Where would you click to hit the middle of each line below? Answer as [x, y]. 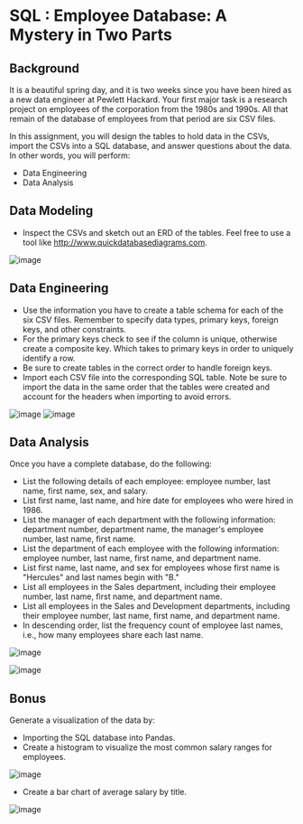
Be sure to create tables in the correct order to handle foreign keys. [147, 368]
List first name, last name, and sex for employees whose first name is [151, 568]
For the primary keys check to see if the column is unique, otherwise [150, 339]
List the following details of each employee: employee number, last [146, 482]
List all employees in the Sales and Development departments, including [156, 606]
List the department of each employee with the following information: [151, 548]
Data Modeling [51, 211]
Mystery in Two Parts [91, 35]
